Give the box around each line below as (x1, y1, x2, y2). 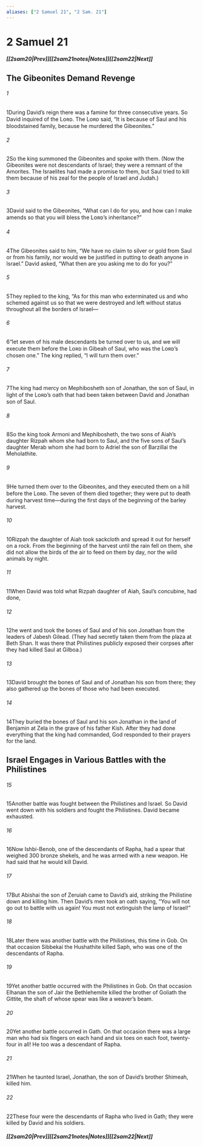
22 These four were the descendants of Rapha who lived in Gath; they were (6, 1113, 194, 1120)
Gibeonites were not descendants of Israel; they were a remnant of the (6, 161, 183, 169)
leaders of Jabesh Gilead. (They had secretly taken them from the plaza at (6, 633, 192, 641)
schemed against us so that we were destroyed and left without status (6, 298, 182, 306)
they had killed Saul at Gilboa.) (6, 646, 82, 653)
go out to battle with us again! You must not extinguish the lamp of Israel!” (6, 904, 191, 911)
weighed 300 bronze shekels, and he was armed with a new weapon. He (6, 852, 188, 859)
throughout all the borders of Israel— (6, 305, 99, 312)
